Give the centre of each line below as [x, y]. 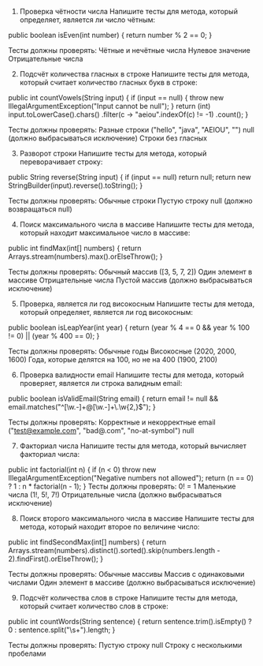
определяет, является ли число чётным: [87, 20]
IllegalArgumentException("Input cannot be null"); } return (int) [109, 106]
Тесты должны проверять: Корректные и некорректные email [112, 422]
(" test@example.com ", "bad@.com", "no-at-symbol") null [101, 430]
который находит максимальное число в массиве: [105, 233]
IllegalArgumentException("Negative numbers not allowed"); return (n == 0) [131, 478]
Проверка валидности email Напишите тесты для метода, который [131, 375]
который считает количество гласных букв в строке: [109, 82]
